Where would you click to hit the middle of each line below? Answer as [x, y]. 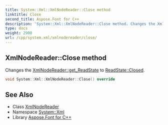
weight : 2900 [19, 33]
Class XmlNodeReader [35, 107]
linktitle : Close [23, 14]
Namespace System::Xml [38, 112]
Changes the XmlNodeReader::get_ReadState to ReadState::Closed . [75, 70]
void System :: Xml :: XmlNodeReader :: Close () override [60, 79]
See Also [19, 95]
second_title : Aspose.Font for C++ [42, 19]
